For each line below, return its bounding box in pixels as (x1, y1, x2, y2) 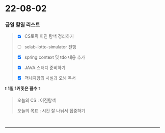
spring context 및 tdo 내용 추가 (24, 54, 85, 60)
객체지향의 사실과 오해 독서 (24, 75, 76, 81)
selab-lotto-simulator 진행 (24, 44, 77, 49)
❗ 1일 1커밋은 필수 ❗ (5, 85, 40, 91)
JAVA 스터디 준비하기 (24, 65, 66, 70)
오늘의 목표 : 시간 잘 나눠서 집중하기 (17, 108, 85, 113)
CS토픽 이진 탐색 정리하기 (24, 33, 74, 39)
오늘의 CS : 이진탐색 (17, 97, 56, 103)
